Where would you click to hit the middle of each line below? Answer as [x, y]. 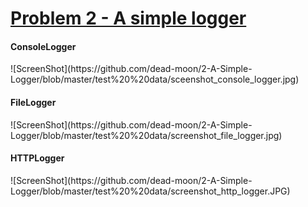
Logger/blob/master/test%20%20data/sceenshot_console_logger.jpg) [155, 79]
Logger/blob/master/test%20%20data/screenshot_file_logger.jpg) [146, 135]
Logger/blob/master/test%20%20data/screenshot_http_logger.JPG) [150, 191]
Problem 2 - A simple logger [128, 18]
